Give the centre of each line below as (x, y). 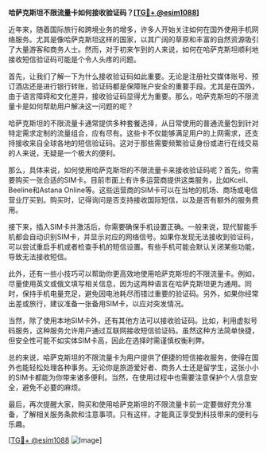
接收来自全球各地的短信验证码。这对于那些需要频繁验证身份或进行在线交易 (137, 143)
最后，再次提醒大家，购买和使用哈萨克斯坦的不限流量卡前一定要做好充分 (126, 404)
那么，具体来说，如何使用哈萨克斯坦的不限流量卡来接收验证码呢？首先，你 (130, 170)
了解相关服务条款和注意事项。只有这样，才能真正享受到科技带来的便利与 (140, 414)
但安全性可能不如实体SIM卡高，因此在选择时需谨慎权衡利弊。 (108, 341)
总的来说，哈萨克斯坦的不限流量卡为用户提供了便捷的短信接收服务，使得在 (130, 357)
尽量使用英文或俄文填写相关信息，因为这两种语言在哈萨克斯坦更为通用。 (126, 284)
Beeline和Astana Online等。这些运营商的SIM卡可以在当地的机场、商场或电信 (133, 190)
